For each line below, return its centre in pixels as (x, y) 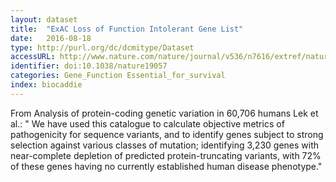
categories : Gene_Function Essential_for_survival (118, 76)
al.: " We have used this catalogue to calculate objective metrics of (147, 123)
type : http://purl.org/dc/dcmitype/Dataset (102, 47)
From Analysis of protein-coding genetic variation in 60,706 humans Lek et (164, 113)
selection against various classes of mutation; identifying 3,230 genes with (165, 145)
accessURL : (33, 57)
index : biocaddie (46, 85)
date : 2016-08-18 (51, 38)
